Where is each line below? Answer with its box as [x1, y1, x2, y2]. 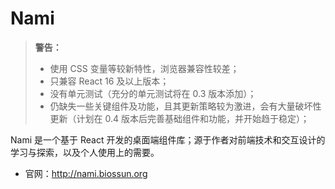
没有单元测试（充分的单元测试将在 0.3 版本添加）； [49, 87, 257, 99]
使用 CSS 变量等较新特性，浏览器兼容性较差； [49, 62, 240, 74]
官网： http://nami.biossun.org [24, 167, 148, 179]
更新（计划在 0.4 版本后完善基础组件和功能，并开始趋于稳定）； [49, 112, 310, 124]
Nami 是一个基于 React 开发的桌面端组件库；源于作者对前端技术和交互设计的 [10, 133, 326, 146]
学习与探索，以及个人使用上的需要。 [10, 146, 160, 158]
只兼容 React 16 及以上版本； [49, 75, 170, 87]
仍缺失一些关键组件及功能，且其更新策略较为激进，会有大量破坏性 [49, 100, 322, 112]
